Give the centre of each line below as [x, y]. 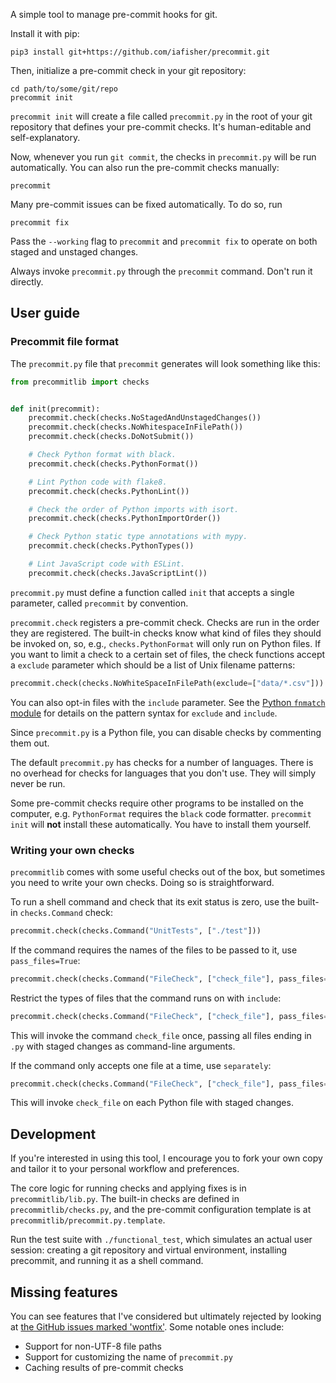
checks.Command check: [66, 912]
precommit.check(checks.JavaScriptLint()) [118, 573]
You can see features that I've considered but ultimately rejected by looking [166, 1316]
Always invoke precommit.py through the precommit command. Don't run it [161, 271]
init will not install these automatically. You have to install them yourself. [161, 824]
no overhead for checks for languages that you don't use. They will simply [163, 773]
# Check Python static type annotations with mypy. [138, 537]
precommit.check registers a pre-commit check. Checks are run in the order [165, 622]
